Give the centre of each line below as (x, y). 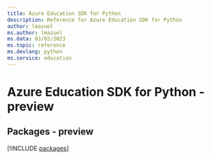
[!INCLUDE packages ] (38, 148)
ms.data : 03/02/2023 (37, 39)
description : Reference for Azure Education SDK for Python (95, 20)
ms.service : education (39, 58)
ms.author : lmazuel (35, 33)
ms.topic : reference (37, 45)
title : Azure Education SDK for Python (64, 13)
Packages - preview (50, 132)
